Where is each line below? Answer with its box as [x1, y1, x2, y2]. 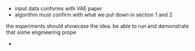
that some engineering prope [6, 29, 76, 36]
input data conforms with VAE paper [14, 5, 103, 12]
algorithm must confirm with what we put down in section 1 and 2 [14, 11, 173, 18]
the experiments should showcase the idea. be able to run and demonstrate [6, 23, 189, 29]
